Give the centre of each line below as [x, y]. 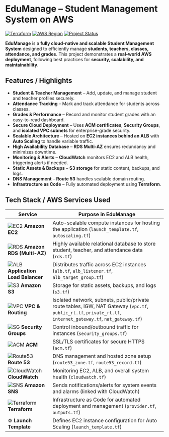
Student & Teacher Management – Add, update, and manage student [85, 93]
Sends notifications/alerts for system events [105, 385]
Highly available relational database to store [104, 244]
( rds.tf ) [62, 256]
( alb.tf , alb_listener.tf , [83, 271]
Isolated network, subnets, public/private [101, 300]
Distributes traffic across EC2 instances [100, 264]
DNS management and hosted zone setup [102, 356]
